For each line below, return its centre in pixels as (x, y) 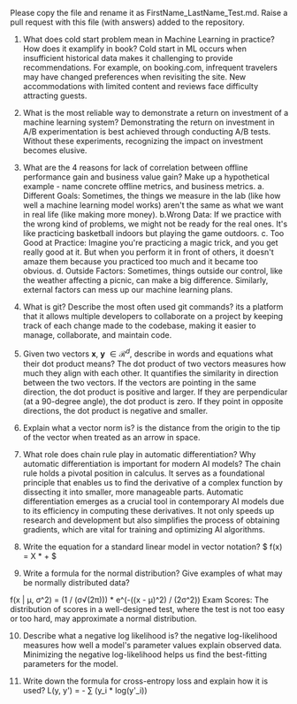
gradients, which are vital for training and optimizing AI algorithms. (144, 529)
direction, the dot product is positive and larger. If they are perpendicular (155, 392)
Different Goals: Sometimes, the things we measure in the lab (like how (152, 195)
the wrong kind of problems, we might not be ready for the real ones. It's (155, 224)
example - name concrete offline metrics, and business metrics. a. (143, 186)
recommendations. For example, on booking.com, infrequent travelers (150, 67)
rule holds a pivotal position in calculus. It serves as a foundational (144, 473)
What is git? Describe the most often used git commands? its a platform (153, 307)
